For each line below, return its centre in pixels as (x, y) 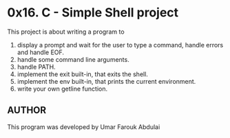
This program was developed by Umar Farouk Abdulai (84, 127)
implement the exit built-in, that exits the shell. (82, 74)
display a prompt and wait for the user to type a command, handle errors (120, 45)
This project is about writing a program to (66, 32)
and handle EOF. (40, 52)
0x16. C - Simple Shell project (93, 13)
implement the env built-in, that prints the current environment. (106, 81)
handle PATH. (36, 67)
